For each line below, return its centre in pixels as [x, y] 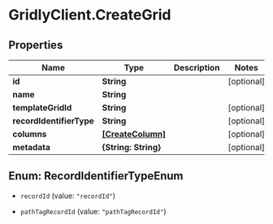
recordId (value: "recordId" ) [68, 196]
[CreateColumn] [134, 134]
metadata [31, 147]
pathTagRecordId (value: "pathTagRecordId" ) [93, 211]
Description [197, 68]
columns [30, 134]
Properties [36, 45]
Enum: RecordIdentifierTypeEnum [96, 176]
